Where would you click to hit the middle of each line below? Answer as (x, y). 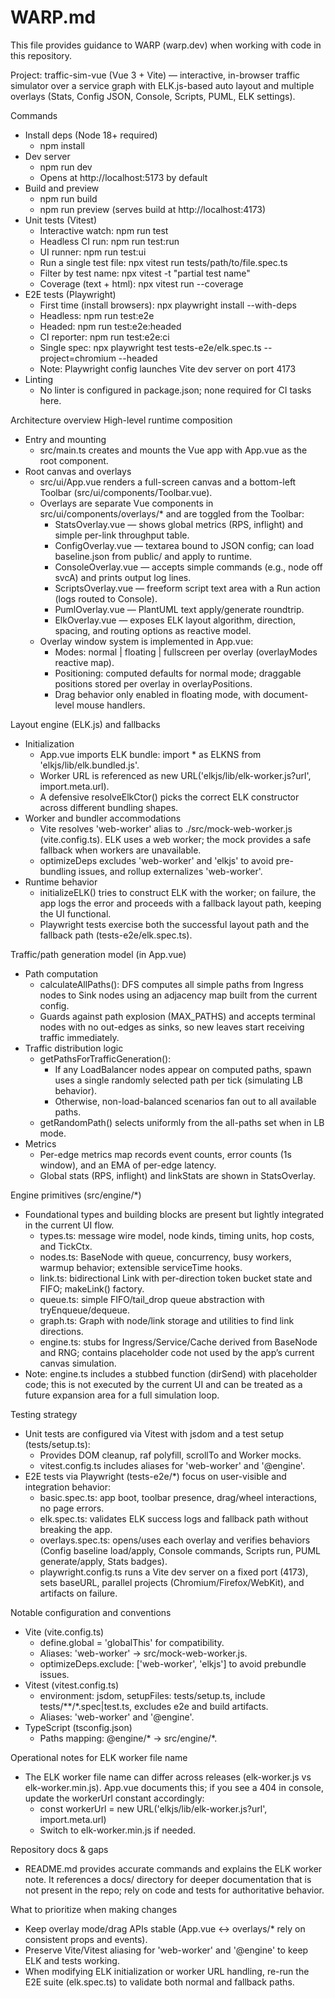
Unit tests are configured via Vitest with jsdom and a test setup (154, 1433)
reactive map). (84, 662)
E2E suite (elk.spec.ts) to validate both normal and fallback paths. (159, 1982)
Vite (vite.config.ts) (64, 1632)
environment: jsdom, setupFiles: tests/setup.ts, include (152, 1695)
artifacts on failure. (78, 1593)
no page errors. (72, 1508)
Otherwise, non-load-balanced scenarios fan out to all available (185, 1101)
